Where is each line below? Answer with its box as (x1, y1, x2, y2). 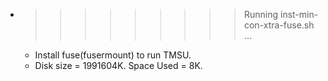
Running (243, 9, 279, 20)
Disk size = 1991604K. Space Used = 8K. (34, 60, 203, 71)
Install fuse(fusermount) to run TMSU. (34, 49, 192, 61)
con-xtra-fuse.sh (243, 19, 315, 31)
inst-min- (279, 9, 319, 20)
